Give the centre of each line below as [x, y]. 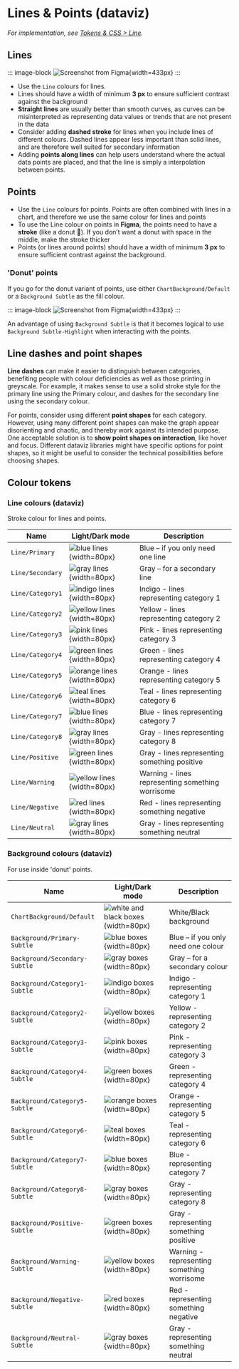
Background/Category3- [49, 1042]
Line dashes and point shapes [75, 354]
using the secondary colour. [48, 401]
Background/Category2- [49, 1013]
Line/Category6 [37, 696]
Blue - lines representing [181, 712]
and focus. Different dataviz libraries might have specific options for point [115, 445]
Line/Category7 [37, 717]
